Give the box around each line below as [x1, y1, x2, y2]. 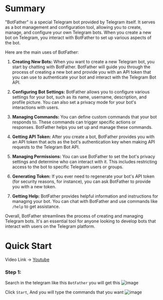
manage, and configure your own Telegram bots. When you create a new [5, 29, 152, 35]
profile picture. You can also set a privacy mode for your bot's [12, 99, 136, 105]
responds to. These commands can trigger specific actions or [12, 119, 136, 125]
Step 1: [5, 269, 21, 276]
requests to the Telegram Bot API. [12, 144, 80, 150]
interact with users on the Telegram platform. [5, 223, 96, 229]
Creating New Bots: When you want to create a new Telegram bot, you [12, 59, 155, 64]
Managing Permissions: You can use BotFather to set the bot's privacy [12, 153, 155, 159]
